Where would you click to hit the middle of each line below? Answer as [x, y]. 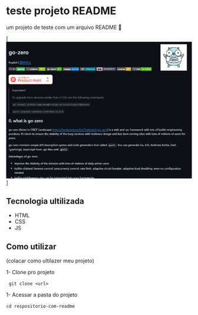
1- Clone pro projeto [30, 272]
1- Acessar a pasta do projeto [42, 295]
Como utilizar [32, 246]
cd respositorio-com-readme [41, 306]
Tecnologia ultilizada [45, 201]
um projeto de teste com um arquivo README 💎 [64, 27]
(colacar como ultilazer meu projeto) [50, 261]
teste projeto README [61, 11]
